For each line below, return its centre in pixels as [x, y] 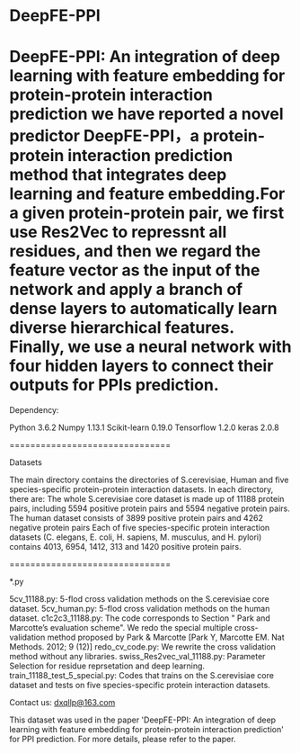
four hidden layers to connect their [141, 366]
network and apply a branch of [126, 290]
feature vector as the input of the [135, 270]
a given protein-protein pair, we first [147, 213]
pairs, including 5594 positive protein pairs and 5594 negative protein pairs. [150, 508]
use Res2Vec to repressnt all [118, 233]
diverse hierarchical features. [122, 328]
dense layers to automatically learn [143, 309]
